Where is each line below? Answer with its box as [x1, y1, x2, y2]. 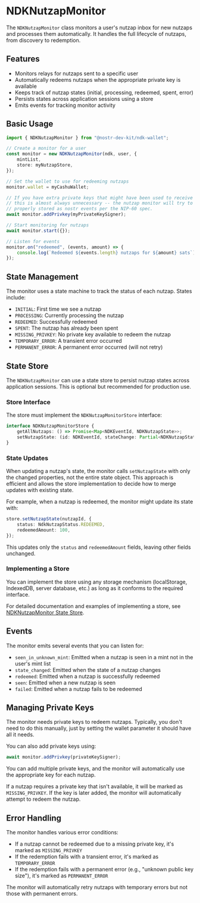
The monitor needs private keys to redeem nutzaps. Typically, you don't [6, 718, 183, 726]
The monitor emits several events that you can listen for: [6, 642, 144, 649]
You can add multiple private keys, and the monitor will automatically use [6, 765, 185, 772]
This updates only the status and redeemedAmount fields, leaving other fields [6, 543, 192, 551]
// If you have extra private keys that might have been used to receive [6, 195, 193, 201]
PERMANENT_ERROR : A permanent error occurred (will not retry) [14, 343, 163, 351]
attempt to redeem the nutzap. [6, 795, 81, 803]
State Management [6, 272, 79, 282]
